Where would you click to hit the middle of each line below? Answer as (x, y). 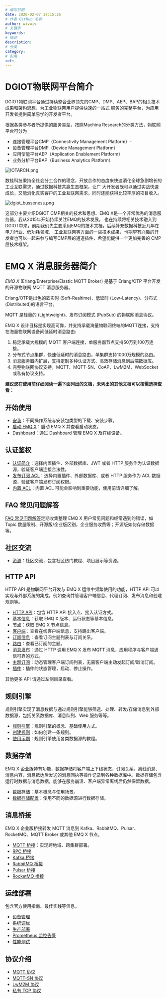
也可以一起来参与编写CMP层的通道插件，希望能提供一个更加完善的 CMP (87, 238)
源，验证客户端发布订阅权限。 (43, 482)
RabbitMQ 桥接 (28, 863)
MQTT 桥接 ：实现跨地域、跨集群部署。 (52, 845)
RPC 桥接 (22, 851)
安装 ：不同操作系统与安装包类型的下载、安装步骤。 (65, 420)
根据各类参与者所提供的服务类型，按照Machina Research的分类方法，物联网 (83, 125)
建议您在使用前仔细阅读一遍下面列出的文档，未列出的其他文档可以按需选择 (81, 384)
